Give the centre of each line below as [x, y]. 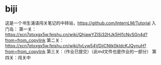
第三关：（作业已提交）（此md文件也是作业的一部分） [99, 51]
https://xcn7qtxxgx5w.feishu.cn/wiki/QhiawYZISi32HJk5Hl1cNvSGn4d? [76, 34]
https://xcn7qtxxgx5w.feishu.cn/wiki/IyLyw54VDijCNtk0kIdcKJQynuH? [76, 46]
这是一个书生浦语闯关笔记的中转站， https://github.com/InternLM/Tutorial [78, 23]
